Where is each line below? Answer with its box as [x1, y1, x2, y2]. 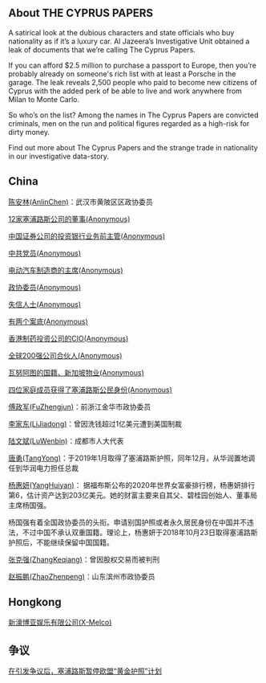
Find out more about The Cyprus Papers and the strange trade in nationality [8, 142, 258, 152]
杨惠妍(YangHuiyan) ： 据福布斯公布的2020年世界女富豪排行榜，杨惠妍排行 [8, 480, 256, 489]
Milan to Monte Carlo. [8, 94, 80, 104]
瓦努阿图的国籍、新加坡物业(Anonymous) [8, 367, 144, 377]
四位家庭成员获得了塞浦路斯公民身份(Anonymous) [8, 385, 172, 395]
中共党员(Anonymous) [8, 248, 82, 258]
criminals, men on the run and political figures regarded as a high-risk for [8, 118, 250, 128]
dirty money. [8, 127, 50, 137]
